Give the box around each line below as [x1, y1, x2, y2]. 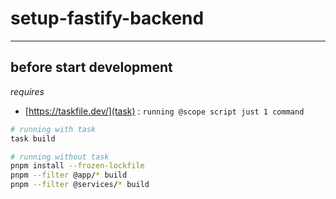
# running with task [10, 124, 97, 134]
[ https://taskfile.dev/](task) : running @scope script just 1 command [24, 105, 305, 117]
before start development [10, 59, 173, 76]
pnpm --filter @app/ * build [10, 170, 128, 181]
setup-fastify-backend [10, 7, 205, 30]
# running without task [10, 152, 110, 162]
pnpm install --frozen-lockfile [10, 161, 145, 171]
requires [10, 85, 45, 97]
